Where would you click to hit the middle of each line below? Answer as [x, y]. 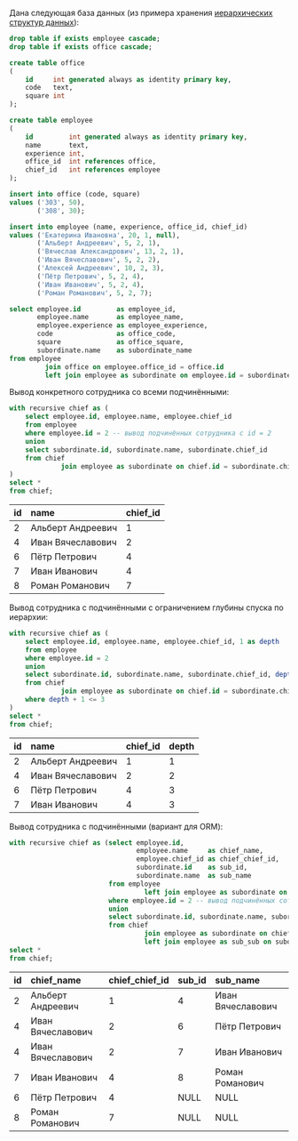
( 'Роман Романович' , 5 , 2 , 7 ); [94, 293]
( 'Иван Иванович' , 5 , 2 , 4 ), [90, 285]
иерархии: [29, 617]
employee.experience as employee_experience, [122, 325]
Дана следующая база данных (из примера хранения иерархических [141, 13]
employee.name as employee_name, [110, 317]
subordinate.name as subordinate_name [114, 350]
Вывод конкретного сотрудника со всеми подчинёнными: [119, 392]
